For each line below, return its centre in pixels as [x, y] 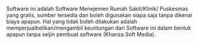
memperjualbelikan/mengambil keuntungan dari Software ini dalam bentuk [99, 28]
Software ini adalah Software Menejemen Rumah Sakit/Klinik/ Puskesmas [97, 9]
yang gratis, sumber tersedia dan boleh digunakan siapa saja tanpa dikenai [99, 15]
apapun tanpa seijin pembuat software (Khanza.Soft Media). [81, 34]
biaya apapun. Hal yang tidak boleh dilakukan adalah [72, 21]
